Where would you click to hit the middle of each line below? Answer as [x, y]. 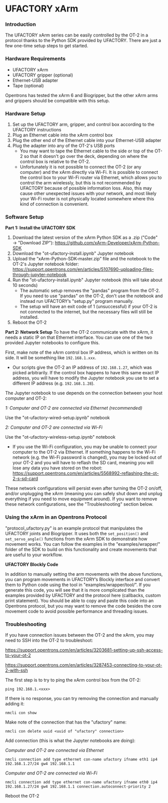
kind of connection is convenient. [54, 204]
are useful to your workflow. [34, 555]
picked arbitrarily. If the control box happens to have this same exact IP [85, 373]
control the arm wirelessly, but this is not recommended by [80, 183]
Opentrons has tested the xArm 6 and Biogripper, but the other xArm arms [82, 95]
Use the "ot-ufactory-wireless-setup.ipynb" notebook [60, 437]
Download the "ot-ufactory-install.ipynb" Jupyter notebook [73, 253]
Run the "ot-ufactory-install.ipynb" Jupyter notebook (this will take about [87, 280]
